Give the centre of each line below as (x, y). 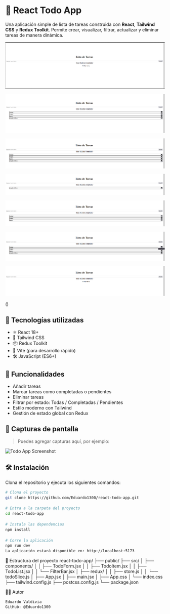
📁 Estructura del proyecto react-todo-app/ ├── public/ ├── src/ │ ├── (80, 561)
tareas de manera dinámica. (34, 35)
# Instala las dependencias (35, 524)
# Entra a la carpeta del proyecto (43, 508)
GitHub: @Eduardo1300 (28, 607)
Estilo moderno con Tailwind (42, 408)
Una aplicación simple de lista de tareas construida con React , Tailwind (80, 24)
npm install (18, 529)
